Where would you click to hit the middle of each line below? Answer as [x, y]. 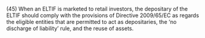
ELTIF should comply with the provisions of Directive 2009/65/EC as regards [103, 15]
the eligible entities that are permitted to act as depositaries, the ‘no [91, 22]
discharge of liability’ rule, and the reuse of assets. [70, 28]
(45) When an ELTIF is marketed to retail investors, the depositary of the [97, 9]
